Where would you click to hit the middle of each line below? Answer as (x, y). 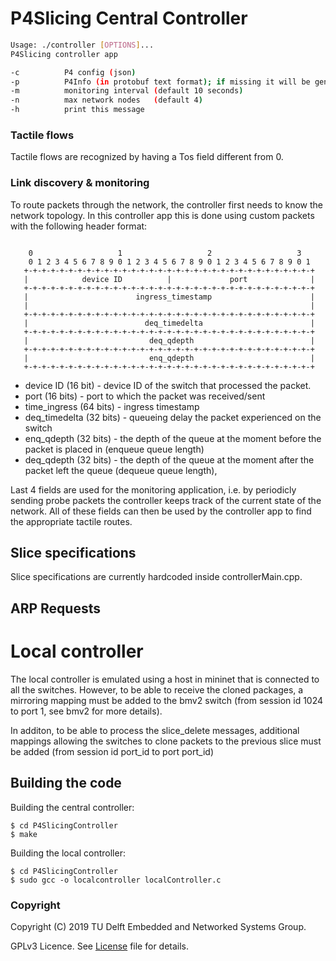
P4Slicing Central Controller (129, 18)
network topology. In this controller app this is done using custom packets (162, 215)
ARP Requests (55, 608)
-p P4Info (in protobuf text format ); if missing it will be (160, 82)
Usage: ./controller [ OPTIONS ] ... (82, 45)
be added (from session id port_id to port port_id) (112, 751)
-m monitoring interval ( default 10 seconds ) (127, 91)
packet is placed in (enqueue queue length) (114, 449)
